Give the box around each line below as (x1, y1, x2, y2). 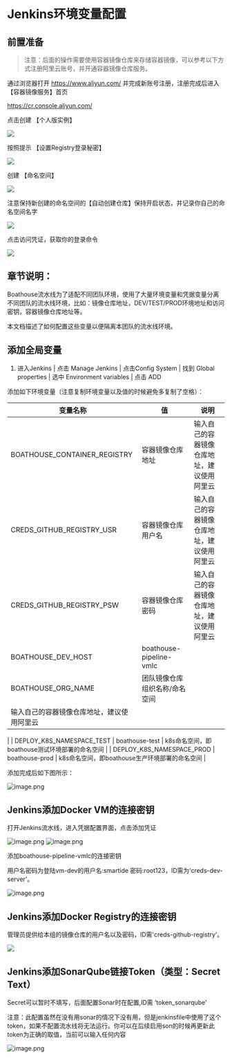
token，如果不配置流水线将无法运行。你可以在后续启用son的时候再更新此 (7, 1022, 215, 1030)
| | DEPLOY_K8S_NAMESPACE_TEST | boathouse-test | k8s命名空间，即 (7, 736, 212, 745)
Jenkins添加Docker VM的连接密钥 (7, 804, 155, 816)
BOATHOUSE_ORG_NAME (10, 683, 95, 693)
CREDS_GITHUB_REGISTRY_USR (10, 525, 117, 534)
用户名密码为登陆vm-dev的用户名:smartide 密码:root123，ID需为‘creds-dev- (7, 867, 223, 875)
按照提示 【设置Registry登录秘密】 (7, 143, 106, 152)
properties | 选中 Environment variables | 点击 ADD (17, 372, 162, 381)
